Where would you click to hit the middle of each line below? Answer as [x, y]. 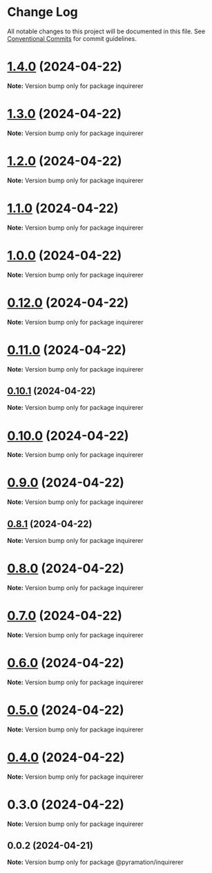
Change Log [42, 12]
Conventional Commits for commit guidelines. [72, 38]
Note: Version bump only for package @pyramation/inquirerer [95, 862]
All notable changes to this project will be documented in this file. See [106, 31]
